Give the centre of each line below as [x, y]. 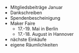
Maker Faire [23, 23]
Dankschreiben [26, 13]
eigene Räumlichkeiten [34, 45]
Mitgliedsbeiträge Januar [36, 7]
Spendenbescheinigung [35, 18]
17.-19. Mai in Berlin [38, 29]
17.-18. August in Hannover [46, 34]
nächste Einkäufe [28, 39]
